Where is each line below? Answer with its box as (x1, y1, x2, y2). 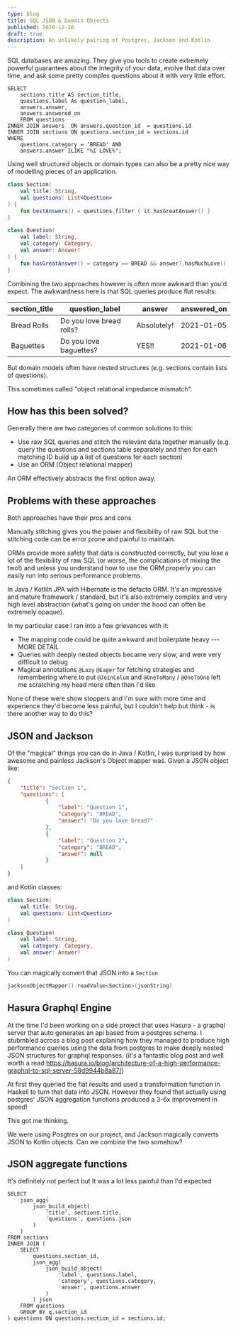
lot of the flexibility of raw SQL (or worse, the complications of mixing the (7, 556, 221, 565)
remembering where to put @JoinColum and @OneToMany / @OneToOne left (17, 673, 221, 682)
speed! (7, 1102, 28, 1111)
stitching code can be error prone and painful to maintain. (7, 535, 176, 543)
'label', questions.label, (57, 1271, 138, 1279)
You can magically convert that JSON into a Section (7, 968, 158, 977)
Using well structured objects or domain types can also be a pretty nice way (7, 160, 229, 168)
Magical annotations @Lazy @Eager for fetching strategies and (17, 666, 195, 674)
